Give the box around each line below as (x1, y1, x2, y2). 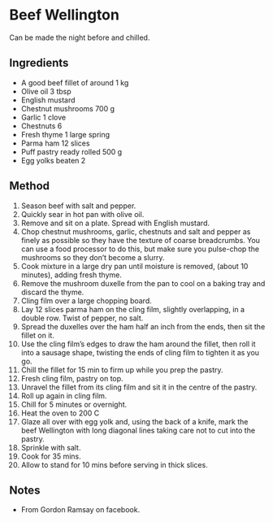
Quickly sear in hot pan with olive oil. (20, 209, 145, 219)
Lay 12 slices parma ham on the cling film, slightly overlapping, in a (20, 304, 245, 314)
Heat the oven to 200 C (20, 408, 100, 418)
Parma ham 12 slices (20, 138, 90, 148)
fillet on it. (20, 330, 55, 340)
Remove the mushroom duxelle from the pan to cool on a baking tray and (20, 278, 266, 288)
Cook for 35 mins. (20, 451, 82, 461)
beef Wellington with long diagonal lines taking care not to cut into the (20, 425, 255, 435)
